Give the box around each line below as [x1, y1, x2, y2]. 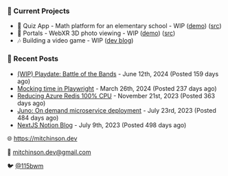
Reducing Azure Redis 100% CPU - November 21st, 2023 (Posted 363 [16, 91, 215, 100]
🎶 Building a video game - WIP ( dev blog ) [16, 36, 134, 45]
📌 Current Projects [7, 6, 70, 16]
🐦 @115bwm [7, 162, 44, 170]
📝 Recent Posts [7, 54, 59, 64]
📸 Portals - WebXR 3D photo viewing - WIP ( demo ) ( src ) [16, 29, 176, 37]
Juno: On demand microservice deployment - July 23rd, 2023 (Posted [16, 106, 216, 114]
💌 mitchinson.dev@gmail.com [7, 148, 91, 156]
